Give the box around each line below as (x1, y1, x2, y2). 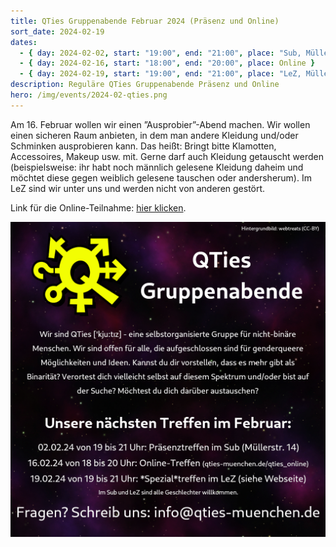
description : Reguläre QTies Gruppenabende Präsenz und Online (10, 80, 280, 90)
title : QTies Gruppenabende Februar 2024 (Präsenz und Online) (10, 16, 280, 26)
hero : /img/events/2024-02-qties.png (10, 90, 168, 100)
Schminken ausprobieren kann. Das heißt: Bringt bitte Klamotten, (10, 140, 277, 152)
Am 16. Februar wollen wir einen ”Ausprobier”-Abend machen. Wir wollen (10, 118, 311, 130)
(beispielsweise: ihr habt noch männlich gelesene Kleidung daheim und (10, 161, 304, 173)
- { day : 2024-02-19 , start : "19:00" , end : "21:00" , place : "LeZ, (19, 69, 302, 79)
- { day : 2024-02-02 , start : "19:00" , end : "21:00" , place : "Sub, (19, 48, 302, 58)
